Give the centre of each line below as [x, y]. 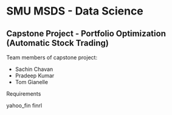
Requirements [24, 94]
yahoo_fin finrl [24, 105]
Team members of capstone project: [52, 57]
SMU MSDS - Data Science [75, 11]
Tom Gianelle [32, 82]
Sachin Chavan [34, 69]
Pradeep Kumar [35, 76]
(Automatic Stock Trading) [58, 43]
